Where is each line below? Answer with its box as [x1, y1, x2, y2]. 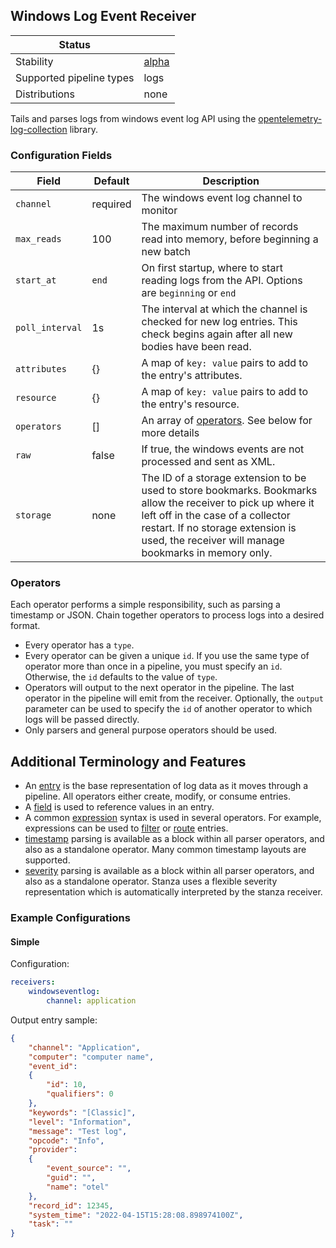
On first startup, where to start [141, 261, 283, 275]
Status [58, 37, 91, 51]
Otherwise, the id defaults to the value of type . [24, 671, 218, 683]
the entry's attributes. [141, 369, 243, 383]
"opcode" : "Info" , [28, 1135, 105, 1146]
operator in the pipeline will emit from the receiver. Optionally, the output [24, 692, 324, 704]
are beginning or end [141, 286, 237, 300]
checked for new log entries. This [141, 315, 298, 329]
